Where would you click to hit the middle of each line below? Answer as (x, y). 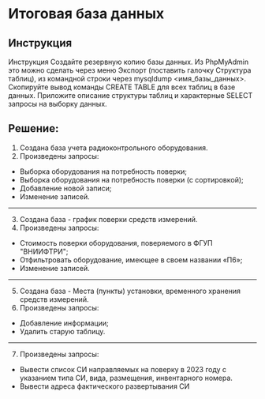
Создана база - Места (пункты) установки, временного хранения (130, 291)
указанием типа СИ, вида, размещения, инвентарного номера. (126, 378)
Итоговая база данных (86, 14)
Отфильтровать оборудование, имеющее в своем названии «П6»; (131, 260)
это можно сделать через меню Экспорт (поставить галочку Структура (130, 70)
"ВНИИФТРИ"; (44, 251)
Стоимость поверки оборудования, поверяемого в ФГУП (116, 243)
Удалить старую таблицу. (62, 331)
